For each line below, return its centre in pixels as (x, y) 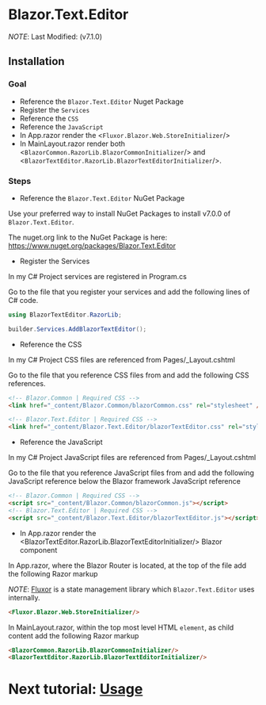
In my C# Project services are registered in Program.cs (98, 276)
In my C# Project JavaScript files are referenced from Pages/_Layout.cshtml (132, 458)
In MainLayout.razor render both (72, 144)
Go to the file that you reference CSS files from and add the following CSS (129, 375)
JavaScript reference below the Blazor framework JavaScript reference (125, 481)
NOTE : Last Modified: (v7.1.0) (55, 36)
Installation (36, 61)
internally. (25, 597)
